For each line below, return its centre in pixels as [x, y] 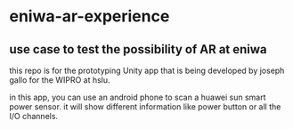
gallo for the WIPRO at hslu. [60, 80]
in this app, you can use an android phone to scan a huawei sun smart [138, 97]
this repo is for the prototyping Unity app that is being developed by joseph [147, 70]
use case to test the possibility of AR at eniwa [138, 49]
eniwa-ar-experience [90, 16]
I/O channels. [34, 116]
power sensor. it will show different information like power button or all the [145, 107]
